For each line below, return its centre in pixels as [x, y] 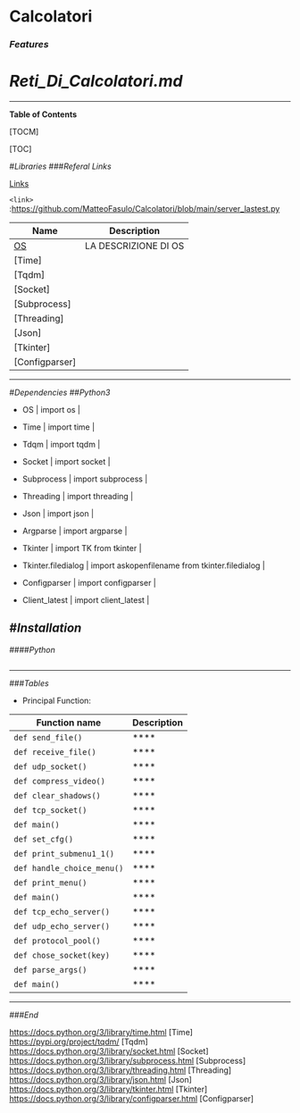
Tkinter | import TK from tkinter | [82, 548]
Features [29, 45]
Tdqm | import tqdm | [61, 445]
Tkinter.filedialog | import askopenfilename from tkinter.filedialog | [144, 565]
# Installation [46, 628]
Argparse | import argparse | [75, 531]
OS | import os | [51, 410]
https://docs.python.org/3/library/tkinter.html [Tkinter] [108, 1089]
